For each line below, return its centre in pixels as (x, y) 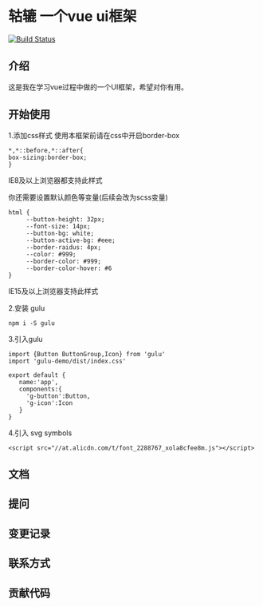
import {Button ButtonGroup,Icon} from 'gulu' (87, 354)
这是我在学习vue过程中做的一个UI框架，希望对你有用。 (98, 87)
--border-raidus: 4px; (64, 247)
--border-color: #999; (64, 261)
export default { (37, 375)
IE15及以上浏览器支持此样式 (53, 291)
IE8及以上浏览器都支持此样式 (55, 180)
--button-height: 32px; (65, 219)
